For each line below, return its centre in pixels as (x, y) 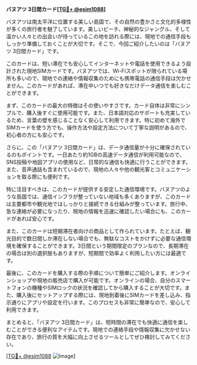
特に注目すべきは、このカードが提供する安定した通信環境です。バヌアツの (96, 189)
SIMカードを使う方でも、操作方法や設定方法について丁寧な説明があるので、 (98, 128)
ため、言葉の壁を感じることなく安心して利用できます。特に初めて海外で (98, 120)
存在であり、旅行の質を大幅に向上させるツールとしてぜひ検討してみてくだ (96, 337)
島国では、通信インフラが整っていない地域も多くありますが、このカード (103, 197)
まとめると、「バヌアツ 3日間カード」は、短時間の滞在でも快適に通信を (92, 322)
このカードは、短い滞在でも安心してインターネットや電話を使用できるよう (96, 63)
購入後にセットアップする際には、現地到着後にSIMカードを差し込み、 (101, 295)
